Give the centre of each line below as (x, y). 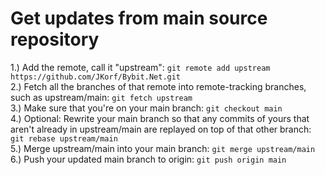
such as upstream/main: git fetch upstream (101, 97)
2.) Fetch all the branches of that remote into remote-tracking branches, (158, 86)
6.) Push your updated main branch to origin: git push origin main (148, 159)
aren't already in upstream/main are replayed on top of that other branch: (161, 129)
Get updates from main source (139, 18)
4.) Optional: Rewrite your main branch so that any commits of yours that (160, 118)
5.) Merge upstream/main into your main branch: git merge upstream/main (163, 148)
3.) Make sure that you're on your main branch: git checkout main (146, 108)
